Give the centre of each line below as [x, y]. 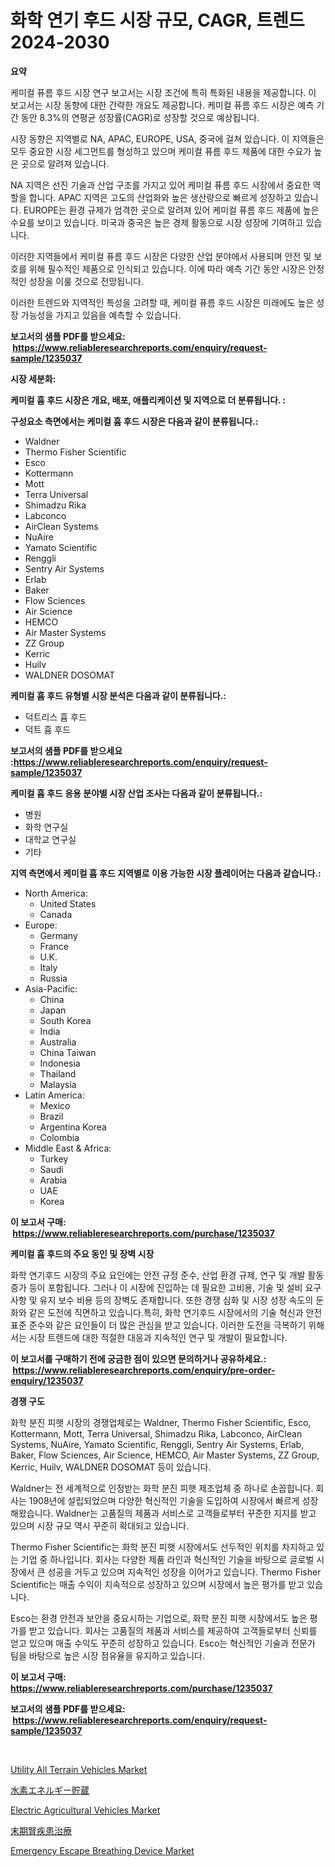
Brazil [51, 1116]
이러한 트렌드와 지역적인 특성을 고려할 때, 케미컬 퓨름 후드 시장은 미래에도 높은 [162, 302]
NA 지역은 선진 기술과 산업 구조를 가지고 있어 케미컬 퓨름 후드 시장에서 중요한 [160, 185]
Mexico [55, 1105]
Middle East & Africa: [68, 1148]
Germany [58, 935]
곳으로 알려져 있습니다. [65, 163]
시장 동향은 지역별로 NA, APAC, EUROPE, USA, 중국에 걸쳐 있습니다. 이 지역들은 [167, 138]
